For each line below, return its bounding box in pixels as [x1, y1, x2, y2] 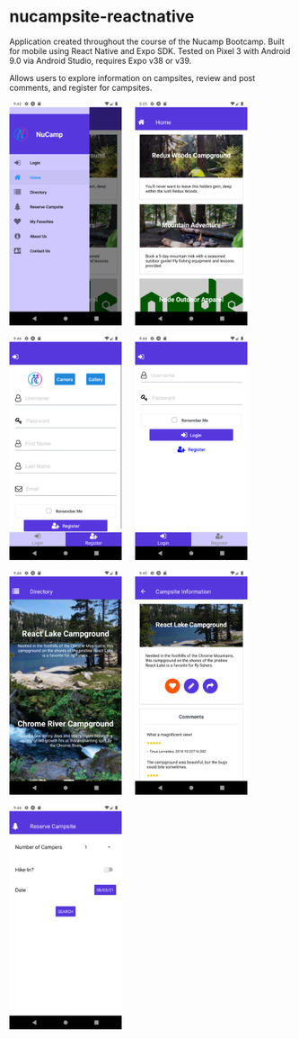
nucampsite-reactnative [9, 6, 195, 27]
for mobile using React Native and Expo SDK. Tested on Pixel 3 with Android [9, 45, 291, 56]
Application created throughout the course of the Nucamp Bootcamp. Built [9, 36, 285, 47]
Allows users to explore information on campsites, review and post [9, 72, 256, 83]
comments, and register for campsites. [9, 82, 153, 93]
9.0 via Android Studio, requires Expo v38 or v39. [9, 55, 192, 66]
